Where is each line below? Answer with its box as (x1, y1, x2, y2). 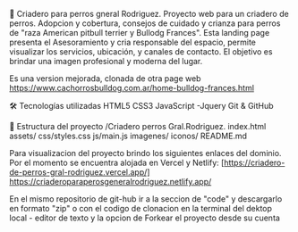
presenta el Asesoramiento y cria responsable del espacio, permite (9, 37, 257, 47)
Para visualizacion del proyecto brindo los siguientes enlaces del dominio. (9, 148, 282, 158)
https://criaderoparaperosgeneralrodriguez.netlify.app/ (9, 177, 212, 186)
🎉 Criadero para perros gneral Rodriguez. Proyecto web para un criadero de (9, 9, 289, 19)
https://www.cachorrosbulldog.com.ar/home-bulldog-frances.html (9, 83, 255, 93)
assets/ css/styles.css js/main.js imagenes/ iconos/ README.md (9, 130, 248, 141)
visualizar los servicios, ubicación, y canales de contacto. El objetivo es (9, 46, 273, 57)
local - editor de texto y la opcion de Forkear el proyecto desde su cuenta (9, 212, 280, 223)
